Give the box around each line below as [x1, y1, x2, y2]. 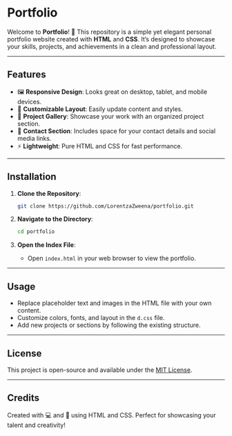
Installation [7, 171, 57, 183]
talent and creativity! [7, 421, 66, 429]
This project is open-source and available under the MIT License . [7, 366, 193, 374]
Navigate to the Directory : [17, 215, 93, 224]
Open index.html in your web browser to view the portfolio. [27, 254, 197, 263]
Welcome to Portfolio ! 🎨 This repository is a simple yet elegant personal [7, 28, 212, 36]
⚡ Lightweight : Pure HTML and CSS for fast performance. [17, 141, 183, 150]
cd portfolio [17, 228, 55, 235]
